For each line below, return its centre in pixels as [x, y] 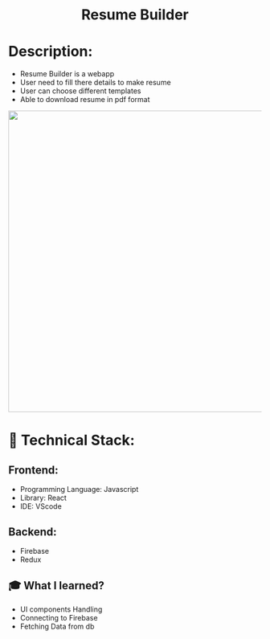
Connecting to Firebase [59, 617]
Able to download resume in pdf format [85, 100]
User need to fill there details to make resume [95, 83]
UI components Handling [61, 609]
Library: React [43, 498]
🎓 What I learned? [56, 586]
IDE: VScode [41, 506]
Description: [51, 52]
